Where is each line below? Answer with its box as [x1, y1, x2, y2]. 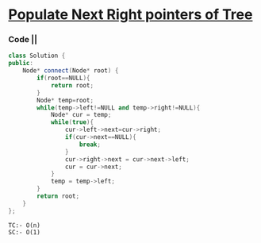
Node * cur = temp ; [50, 111, 112, 119]
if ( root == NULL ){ [36, 74, 90, 83]
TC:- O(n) [8, 221, 41, 229]
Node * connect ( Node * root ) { [22, 67, 119, 75]
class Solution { [8, 52, 66, 60]
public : [8, 60, 34, 67]
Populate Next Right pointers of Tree [8, 6, 253, 24]
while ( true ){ [50, 118, 94, 126]
